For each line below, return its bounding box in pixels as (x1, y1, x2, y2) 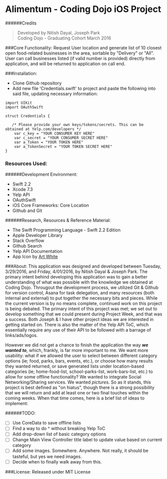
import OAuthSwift (5, 104, 43, 109)
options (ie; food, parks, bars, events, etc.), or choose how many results (5, 358, 153, 364)
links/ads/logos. (5, 332, 38, 338)
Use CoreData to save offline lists (12, 420, 81, 426)
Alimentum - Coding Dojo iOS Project (5, 3, 162, 15)
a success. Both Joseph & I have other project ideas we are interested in (5, 316, 154, 322)
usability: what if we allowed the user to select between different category (5, 352, 158, 358)
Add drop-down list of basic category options (12, 431, 106, 437)
